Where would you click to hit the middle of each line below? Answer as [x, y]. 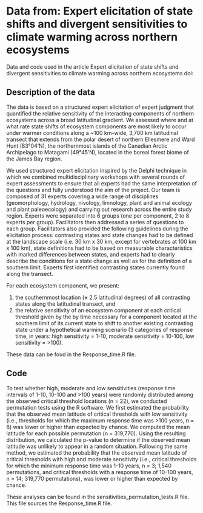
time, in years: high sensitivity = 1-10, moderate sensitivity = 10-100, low [105, 336]
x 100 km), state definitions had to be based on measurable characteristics [99, 248]
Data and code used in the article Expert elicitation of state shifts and [92, 67]
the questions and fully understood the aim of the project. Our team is [93, 190]
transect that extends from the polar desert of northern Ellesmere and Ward [101, 139]
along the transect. [30, 274]
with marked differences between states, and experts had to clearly [91, 254]
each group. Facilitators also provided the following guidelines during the [98, 229]
